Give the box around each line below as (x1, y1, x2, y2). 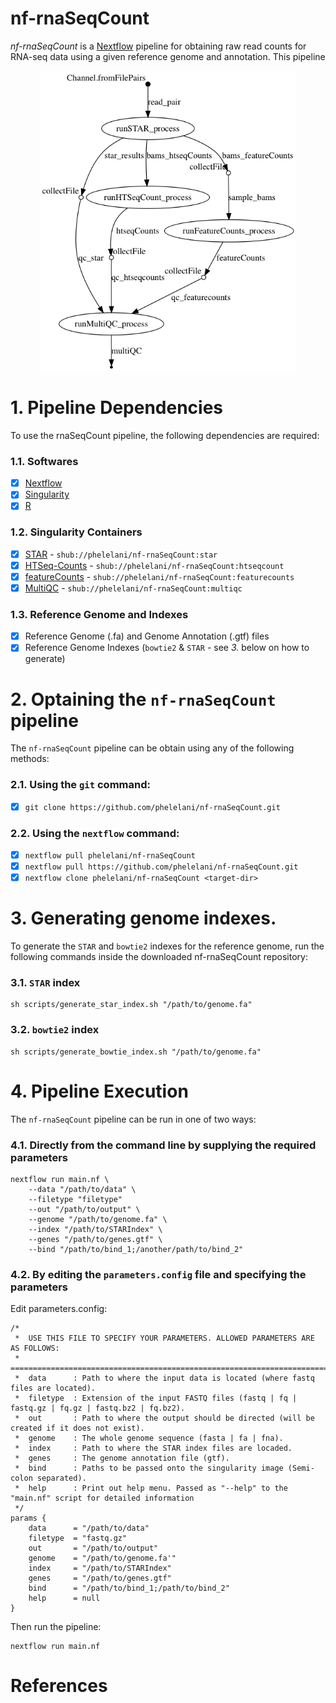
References (10, 1675, 108, 1697)
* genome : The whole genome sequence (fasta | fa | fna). (14, 1433, 284, 1444)
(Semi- (287, 1463, 315, 1474)
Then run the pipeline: (10, 1621, 102, 1633)
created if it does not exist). (10, 1423, 145, 1434)
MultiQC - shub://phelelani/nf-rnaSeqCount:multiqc (24, 582, 243, 594)
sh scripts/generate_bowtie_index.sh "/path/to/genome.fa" (10, 1047, 262, 1057)
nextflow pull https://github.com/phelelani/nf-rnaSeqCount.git (24, 862, 299, 872)
